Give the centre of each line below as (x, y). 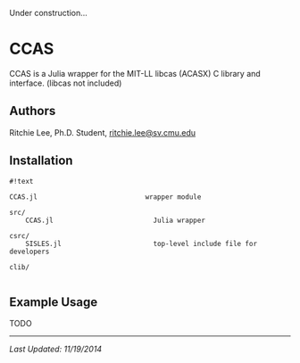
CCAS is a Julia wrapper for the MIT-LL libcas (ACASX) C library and (135, 73)
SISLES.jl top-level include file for (141, 243)
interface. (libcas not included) (66, 83)
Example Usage (54, 302)
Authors (33, 111)
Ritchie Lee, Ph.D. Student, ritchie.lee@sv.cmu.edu (103, 132)
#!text (21, 181)
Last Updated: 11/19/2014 (56, 349)
